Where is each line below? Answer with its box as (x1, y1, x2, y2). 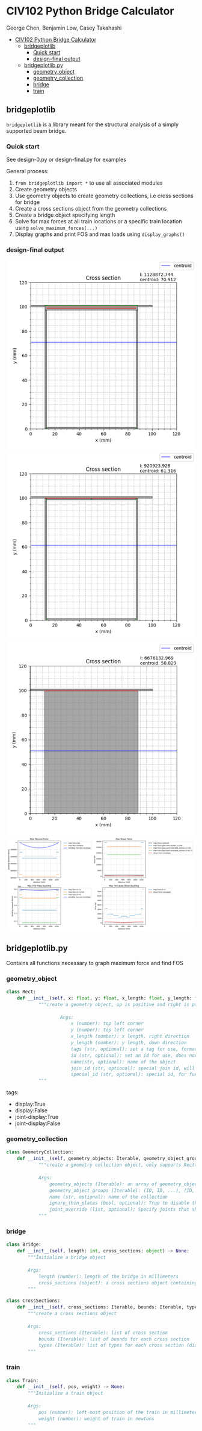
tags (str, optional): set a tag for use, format (70, 1046, 198, 1052)
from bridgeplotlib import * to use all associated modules (14, 179, 164, 186)
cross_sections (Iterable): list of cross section (38, 1330, 168, 1336)
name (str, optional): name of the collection (49, 1194, 168, 1200)
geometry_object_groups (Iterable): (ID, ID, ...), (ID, (49, 1187, 195, 1193)
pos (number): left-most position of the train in (38, 1409, 168, 1415)
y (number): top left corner (70, 1027, 144, 1033)
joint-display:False (14, 1120, 61, 1127)
